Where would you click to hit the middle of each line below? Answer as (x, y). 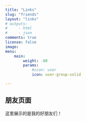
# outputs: (16, 24)
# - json (19, 33)
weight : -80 (36, 61)
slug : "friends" (22, 14)
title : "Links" (21, 10)
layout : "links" (22, 19)
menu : (11, 51)
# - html (19, 28)
